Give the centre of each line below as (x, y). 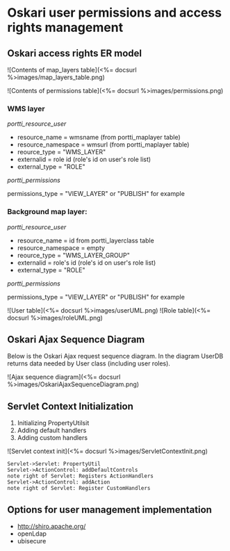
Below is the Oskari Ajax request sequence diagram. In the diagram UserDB (115, 356)
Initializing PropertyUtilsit (53, 423)
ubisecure (32, 541)
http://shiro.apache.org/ (51, 527)
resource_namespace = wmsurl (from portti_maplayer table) (103, 145)
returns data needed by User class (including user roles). (89, 363)
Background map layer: (47, 212)
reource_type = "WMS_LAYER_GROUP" (73, 255)
